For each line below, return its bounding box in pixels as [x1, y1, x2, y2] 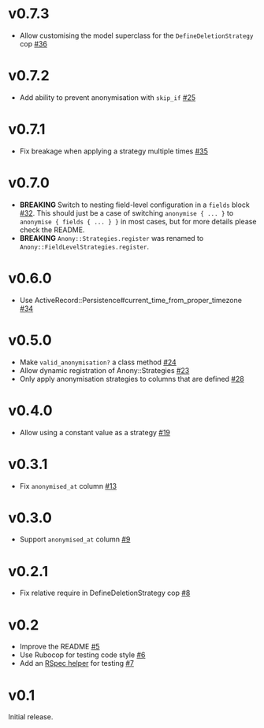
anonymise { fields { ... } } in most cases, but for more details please [19, 216, 257, 226]
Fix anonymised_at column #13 [19, 481, 117, 490]
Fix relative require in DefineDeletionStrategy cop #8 [19, 588, 191, 598]
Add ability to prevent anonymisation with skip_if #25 [19, 92, 195, 102]
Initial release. [8, 712, 54, 722]
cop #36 [19, 39, 47, 48]
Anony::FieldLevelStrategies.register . [19, 242, 150, 251]
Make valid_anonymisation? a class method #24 [19, 357, 177, 367]
